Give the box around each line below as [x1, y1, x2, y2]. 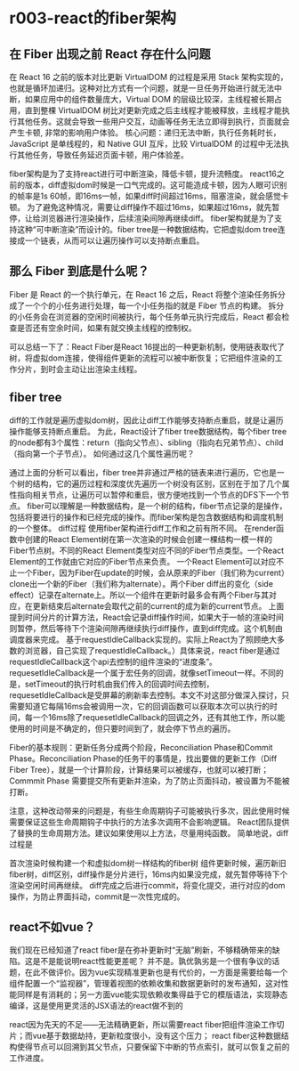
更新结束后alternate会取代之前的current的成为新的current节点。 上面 [32, 600, 285, 611]
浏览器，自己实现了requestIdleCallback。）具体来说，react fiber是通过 [24, 645, 280, 655]
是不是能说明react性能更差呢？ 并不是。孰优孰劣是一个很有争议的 [32, 956, 272, 967]
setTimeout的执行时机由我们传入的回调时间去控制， [24, 678, 214, 689]
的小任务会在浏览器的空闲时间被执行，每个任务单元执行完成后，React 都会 [9, 311, 282, 321]
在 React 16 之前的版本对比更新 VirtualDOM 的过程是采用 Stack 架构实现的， [9, 72, 288, 82]
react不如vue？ [9, 920, 96, 935]
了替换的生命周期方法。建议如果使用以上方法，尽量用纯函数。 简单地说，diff [9, 827, 289, 838]
